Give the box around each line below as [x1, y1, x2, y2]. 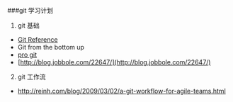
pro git [17, 50, 38, 59]
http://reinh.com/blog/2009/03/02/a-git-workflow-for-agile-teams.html [17, 87, 227, 95]
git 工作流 [17, 73, 46, 81]
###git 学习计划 [7, 6, 54, 14]
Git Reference [17, 35, 58, 44]
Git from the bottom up [17, 43, 85, 51]
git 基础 [17, 21, 40, 30]
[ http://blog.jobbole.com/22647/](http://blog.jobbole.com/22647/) [17, 58, 211, 66]
